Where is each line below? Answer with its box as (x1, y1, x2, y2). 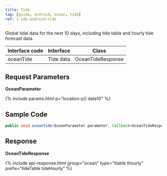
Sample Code (5, 110, 48, 119)
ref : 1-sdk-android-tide (5, 16, 57, 21)
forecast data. (5, 35, 34, 41)
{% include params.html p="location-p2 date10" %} (5, 96, 111, 102)
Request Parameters (5, 73, 70, 81)
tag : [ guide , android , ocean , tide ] (5, 12, 81, 17)
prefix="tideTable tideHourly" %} (5, 165, 73, 171)
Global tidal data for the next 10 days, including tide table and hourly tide (5, 30, 154, 36)
